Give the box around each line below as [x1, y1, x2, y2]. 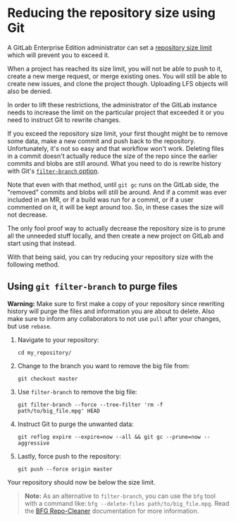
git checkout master [17, 375, 78, 382]
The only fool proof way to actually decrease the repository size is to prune [7, 224, 225, 232]
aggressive [17, 439, 50, 447]
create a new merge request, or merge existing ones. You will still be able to [7, 72, 228, 80]
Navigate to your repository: [17, 335, 99, 344]
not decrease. [7, 210, 48, 219]
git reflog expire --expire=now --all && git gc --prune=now [17, 433, 201, 440]
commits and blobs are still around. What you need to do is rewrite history [7, 159, 222, 167]
